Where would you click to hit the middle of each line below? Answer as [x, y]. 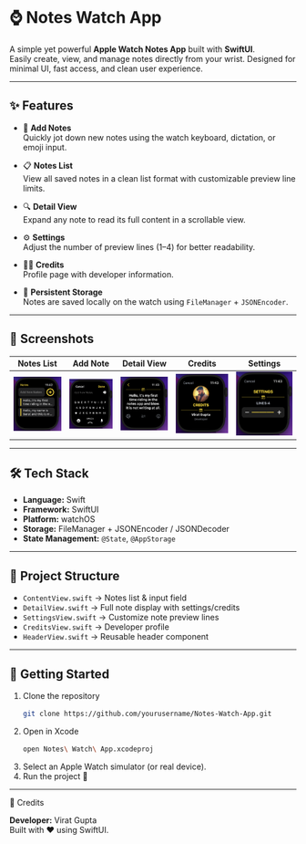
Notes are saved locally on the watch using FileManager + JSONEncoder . [155, 301]
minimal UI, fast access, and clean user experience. [106, 68]
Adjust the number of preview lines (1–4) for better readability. [139, 246]
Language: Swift [54, 500]
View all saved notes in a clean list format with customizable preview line [159, 178]
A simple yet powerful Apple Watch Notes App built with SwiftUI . [133, 49]
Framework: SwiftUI [61, 510]
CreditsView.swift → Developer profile [96, 627]
